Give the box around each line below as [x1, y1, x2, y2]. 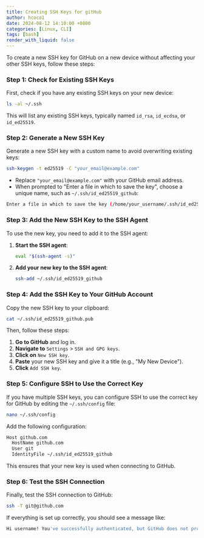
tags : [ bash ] [6, 32, 39, 38]
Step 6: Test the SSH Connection [6, 478, 105, 486]
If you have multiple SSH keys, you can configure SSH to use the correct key [6, 393, 198, 401]
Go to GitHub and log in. [15, 339, 76, 346]
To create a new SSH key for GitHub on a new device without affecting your [6, 54, 195, 61]
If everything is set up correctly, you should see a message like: [6, 514, 166, 522]
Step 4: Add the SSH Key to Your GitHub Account [6, 290, 154, 298]
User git [12, 446, 34, 452]
